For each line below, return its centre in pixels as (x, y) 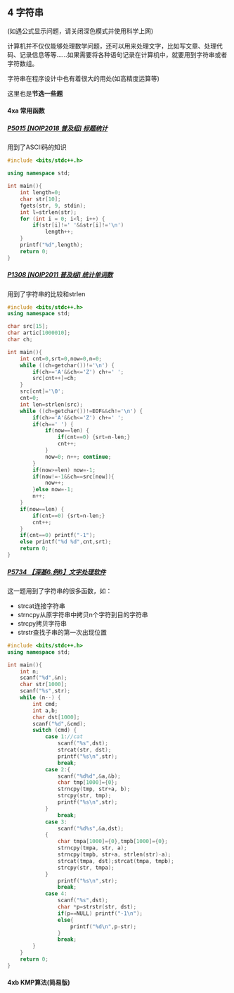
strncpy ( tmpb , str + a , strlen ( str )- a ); (114, 855)
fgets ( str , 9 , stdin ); (53, 205)
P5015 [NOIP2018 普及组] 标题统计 (58, 128)
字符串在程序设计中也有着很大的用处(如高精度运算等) (84, 78)
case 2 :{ (58, 769)
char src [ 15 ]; (28, 327)
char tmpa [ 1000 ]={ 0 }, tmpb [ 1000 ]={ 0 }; (113, 842)
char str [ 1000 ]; (44, 685)
